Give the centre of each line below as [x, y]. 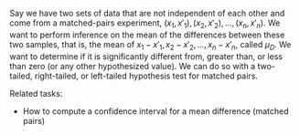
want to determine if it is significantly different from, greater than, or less [146, 56]
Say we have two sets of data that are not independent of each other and [147, 13]
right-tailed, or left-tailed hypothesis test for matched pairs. [146, 76]
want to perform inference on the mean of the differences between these [147, 35]
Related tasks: [36, 93]
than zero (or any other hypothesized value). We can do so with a [133, 66]
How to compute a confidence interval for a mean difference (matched [156, 111]
